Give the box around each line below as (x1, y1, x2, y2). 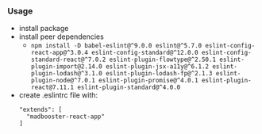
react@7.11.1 (30, 83, 75, 92)
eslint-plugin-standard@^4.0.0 (77, 83, 181, 92)
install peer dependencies (18, 32, 104, 41)
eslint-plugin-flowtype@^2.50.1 (109, 56, 216, 64)
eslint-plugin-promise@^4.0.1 (98, 77, 199, 85)
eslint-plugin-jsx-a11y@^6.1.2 (105, 63, 210, 71)
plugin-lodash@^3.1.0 (30, 70, 102, 78)
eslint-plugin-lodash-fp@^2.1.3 (105, 70, 213, 78)
